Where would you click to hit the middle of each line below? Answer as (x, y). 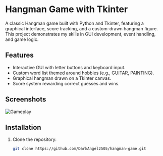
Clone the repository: (35, 139)
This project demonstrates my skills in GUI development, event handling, (80, 34)
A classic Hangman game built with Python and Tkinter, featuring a (74, 23)
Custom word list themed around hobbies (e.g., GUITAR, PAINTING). (83, 73)
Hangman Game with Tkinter (67, 9)
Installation (23, 127)
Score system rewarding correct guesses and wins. (66, 83)
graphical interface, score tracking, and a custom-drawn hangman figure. (82, 28)
